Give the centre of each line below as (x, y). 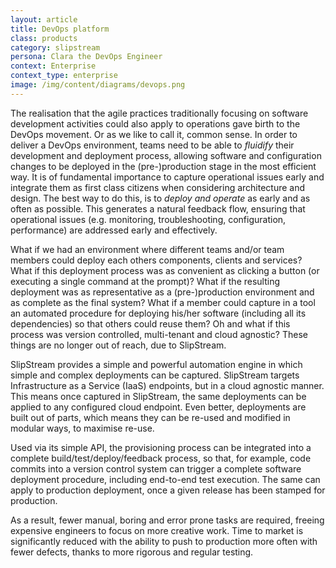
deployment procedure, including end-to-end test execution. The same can (165, 479)
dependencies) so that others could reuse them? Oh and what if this (150, 323)
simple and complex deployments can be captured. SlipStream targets (155, 375)
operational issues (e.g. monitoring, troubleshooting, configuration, (148, 219)
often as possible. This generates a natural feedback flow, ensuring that (158, 208)
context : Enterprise (53, 66)
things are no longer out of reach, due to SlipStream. (118, 345)
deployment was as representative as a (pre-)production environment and (162, 292)
